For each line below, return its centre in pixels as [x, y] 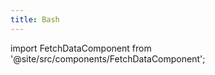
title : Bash [35, 19]
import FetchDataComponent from [81, 48]
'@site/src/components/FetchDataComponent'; [108, 58]
